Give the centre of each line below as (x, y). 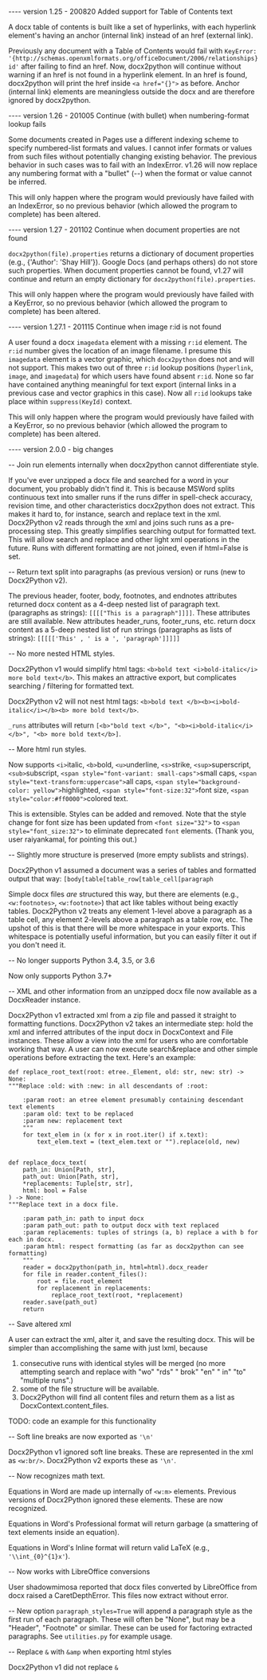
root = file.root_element (80, 1282)
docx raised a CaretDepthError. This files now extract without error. (118, 1596)
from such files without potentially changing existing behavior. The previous (133, 156)
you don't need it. (37, 945)
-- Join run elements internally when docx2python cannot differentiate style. (133, 465)
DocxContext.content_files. (64, 1405)
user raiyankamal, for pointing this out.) (73, 839)
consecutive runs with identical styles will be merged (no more (123, 1363)
